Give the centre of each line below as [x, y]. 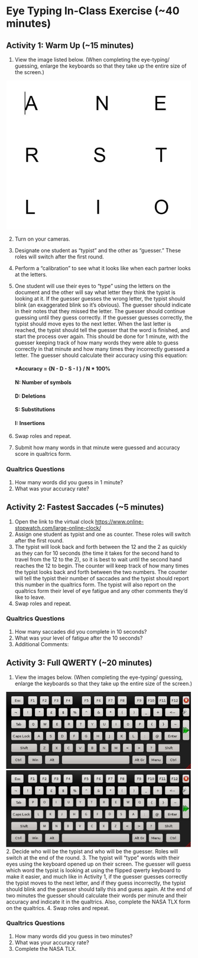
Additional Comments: [42, 644]
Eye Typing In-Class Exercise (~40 [93, 11]
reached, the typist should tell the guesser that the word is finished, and [102, 330]
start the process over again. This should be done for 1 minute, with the [101, 336]
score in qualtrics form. [43, 454]
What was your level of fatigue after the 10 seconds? [79, 638]
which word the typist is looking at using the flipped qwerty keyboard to [94, 870]
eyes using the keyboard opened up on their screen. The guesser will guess [98, 864]
